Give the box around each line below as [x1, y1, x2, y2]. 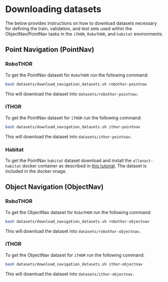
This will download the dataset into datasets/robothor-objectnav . [5, 228, 141, 234]
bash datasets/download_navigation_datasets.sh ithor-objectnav [5, 261, 143, 267]
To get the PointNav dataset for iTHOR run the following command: [5, 115, 142, 121]
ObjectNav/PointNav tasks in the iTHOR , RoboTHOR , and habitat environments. [5, 31, 163, 37]
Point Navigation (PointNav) [5, 45, 95, 54]
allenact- [132, 158, 153, 163]
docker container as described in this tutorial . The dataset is [22, 162, 147, 169]
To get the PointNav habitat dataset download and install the [5, 157, 132, 163]
